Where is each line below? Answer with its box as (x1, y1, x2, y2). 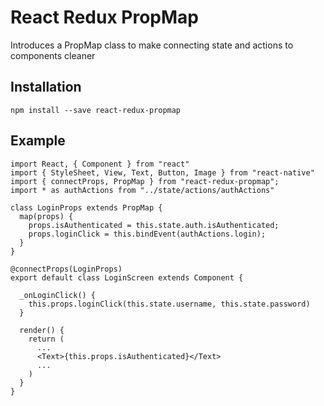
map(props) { (19, 211, 74, 221)
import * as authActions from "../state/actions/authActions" (10, 185, 275, 195)
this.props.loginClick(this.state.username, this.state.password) (28, 299, 311, 309)
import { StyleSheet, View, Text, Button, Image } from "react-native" (10, 167, 315, 178)
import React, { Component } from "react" (10, 159, 190, 169)
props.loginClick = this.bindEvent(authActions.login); (28, 229, 267, 239)
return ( (28, 334, 65, 344)
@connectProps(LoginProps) (10, 264, 123, 274)
